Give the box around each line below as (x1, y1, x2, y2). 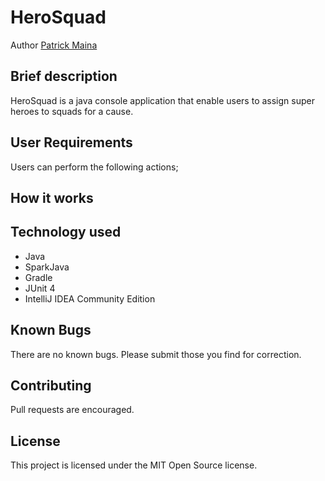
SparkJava (24, 261, 70, 273)
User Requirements (10, 134, 133, 151)
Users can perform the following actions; (10, 161, 179, 173)
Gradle (24, 271, 53, 283)
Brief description (10, 68, 118, 85)
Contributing (10, 377, 92, 394)
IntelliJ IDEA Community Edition (24, 292, 156, 305)
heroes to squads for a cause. (10, 105, 134, 117)
